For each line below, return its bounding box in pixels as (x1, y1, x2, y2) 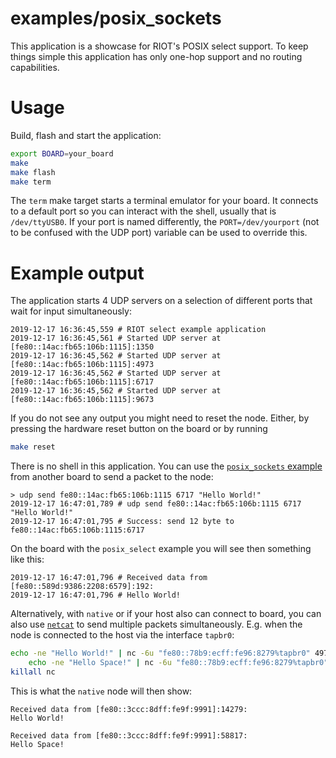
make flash (10, 167, 56, 177)
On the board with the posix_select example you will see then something (10, 543, 312, 555)
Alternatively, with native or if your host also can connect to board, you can (10, 608, 322, 620)
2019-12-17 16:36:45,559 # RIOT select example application (10, 325, 267, 335)
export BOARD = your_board (10, 148, 114, 159)
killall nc (10, 667, 56, 677)
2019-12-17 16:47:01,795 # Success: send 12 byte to (10, 517, 235, 527)
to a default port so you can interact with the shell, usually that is (10, 205, 277, 217)
